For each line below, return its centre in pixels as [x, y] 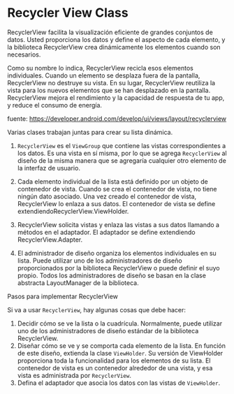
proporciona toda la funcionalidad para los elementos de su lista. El [114, 360]
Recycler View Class [68, 13]
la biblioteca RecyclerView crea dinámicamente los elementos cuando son [114, 47]
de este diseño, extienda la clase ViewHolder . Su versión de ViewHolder [120, 353]
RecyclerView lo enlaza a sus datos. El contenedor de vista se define [116, 203]
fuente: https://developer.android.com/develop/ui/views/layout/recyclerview [117, 118]
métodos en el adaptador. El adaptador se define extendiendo [106, 232]
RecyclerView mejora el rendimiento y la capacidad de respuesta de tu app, [116, 97]
